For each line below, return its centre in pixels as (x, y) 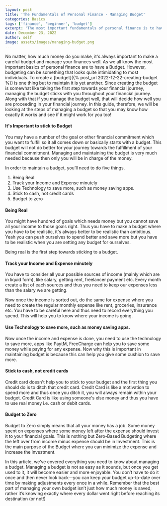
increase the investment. (30, 452)
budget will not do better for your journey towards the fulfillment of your (79, 147)
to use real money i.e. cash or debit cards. (48, 403)
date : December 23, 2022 (31, 33)
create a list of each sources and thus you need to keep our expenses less (81, 285)
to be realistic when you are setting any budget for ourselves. (68, 243)
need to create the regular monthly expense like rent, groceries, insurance (81, 305)
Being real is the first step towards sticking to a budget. (62, 252)
